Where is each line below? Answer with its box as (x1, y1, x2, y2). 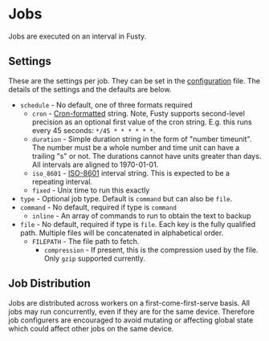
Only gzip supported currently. (43, 254, 146, 263)
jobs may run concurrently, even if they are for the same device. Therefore (8, 306, 255, 316)
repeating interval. (31, 177, 93, 186)
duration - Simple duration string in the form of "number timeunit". (31, 134, 252, 144)
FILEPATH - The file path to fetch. (31, 236, 140, 246)
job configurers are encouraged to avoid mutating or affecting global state (8, 315, 254, 325)
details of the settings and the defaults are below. (8, 84, 172, 94)
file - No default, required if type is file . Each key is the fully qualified (19, 219, 256, 229)
